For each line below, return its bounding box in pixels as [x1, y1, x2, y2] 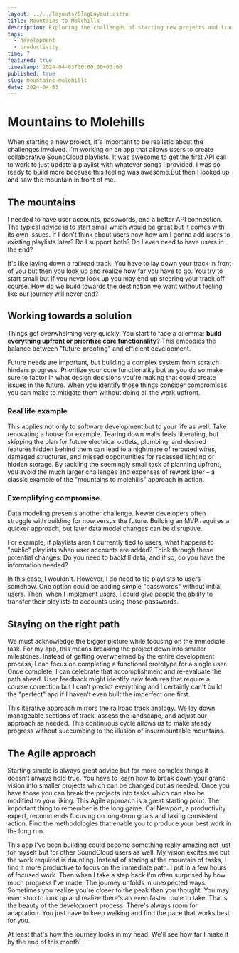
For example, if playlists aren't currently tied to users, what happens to [7, 538, 215, 547]
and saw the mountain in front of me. [7, 175, 116, 184]
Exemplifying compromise [7, 493, 100, 503]
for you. [7, 917, 31, 925]
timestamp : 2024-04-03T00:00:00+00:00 [7, 63, 122, 71]
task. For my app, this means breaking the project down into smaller [7, 644, 206, 653]
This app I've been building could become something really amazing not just [7, 840, 231, 849]
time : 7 [7, 51, 31, 58]
